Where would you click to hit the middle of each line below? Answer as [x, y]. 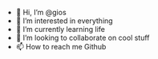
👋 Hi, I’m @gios [41, 12]
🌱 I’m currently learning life [61, 29]
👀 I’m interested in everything [65, 21]
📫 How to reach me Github [61, 47]
